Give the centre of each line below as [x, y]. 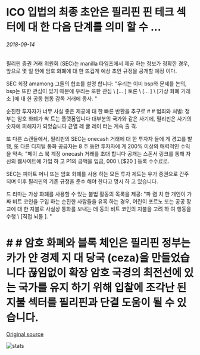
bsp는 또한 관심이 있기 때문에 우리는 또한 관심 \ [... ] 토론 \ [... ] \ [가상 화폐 [93, 91]
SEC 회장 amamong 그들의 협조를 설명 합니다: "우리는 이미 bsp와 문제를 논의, [96, 84]
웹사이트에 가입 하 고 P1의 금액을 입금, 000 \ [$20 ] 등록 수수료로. [93, 161]
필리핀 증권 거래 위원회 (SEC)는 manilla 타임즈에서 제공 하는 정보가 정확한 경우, [98, 64]
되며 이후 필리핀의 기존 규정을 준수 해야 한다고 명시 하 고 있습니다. [82, 181]
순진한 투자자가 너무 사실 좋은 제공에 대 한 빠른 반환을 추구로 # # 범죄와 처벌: [95, 112]
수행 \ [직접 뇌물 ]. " [29, 217]
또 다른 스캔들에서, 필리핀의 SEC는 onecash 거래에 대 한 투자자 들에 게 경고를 [96, 139]
